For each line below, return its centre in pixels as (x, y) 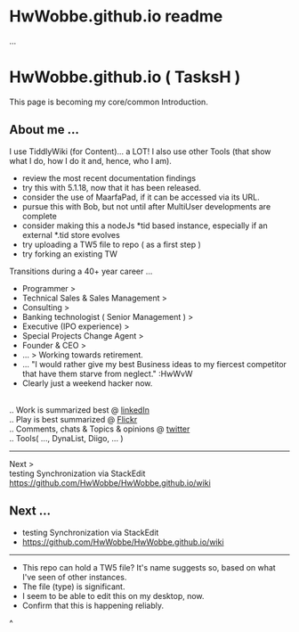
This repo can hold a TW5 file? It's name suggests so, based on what (149, 567)
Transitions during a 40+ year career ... (81, 271)
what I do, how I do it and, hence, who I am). (90, 160)
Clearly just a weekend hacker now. (87, 383)
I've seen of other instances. (74, 577)
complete (40, 216)
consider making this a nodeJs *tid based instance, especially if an (145, 226)
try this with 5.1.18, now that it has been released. (112, 187)
